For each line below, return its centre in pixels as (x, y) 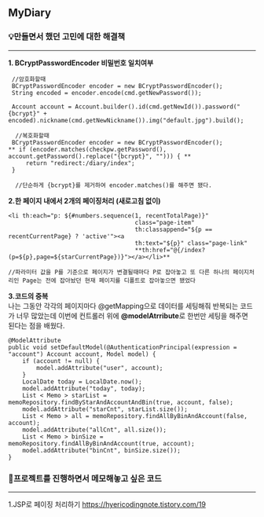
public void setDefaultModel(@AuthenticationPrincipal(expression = (123, 347)
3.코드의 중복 (28, 296)
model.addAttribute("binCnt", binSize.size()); (101, 450)
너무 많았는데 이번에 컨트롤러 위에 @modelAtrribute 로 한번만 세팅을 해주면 (132, 315)
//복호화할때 (32, 136)
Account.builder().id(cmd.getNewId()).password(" (158, 106)
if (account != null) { (61, 361)
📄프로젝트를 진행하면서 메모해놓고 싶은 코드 (85, 478)
